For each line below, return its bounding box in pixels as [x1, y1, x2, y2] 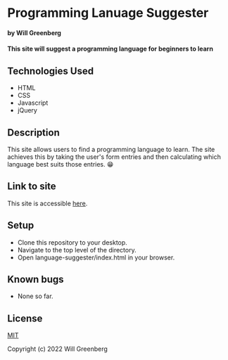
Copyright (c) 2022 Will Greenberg [7, 345, 108, 353]
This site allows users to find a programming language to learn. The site [7, 146, 215, 153]
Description [7, 127, 60, 139]
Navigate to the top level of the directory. [17, 245, 137, 254]
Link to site [7, 181, 56, 193]
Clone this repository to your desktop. [17, 238, 128, 247]
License [7, 312, 43, 324]
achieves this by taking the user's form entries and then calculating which [7, 153, 222, 161]
